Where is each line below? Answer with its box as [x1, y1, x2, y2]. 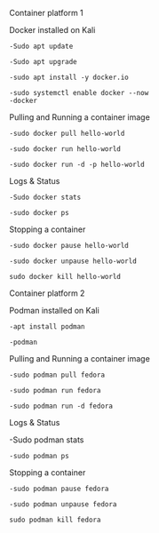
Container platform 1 [9, 8, 84, 18]
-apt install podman [9, 322, 86, 331]
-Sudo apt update [9, 42, 74, 51]
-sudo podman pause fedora [9, 484, 109, 493]
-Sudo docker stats [9, 193, 82, 202]
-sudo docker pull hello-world [9, 129, 125, 138]
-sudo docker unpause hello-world [9, 257, 138, 266]
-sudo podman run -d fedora [9, 402, 114, 410]
